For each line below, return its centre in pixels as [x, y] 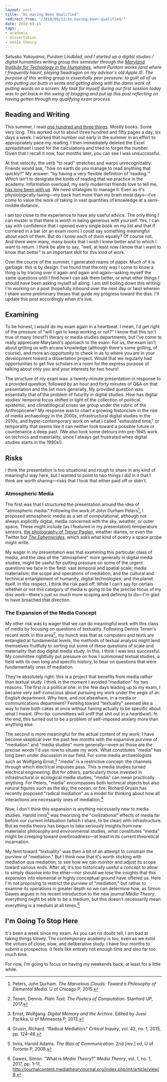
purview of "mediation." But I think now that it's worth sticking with [73, 857]
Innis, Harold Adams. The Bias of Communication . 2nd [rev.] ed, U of [83, 1044]
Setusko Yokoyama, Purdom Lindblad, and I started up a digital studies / [80, 56]
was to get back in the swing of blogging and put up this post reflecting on [82, 93]
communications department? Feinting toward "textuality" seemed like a [79, 703]
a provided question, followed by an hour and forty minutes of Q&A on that [82, 384]
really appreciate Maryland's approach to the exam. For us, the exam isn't [81, 343]
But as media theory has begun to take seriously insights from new [74, 826]
